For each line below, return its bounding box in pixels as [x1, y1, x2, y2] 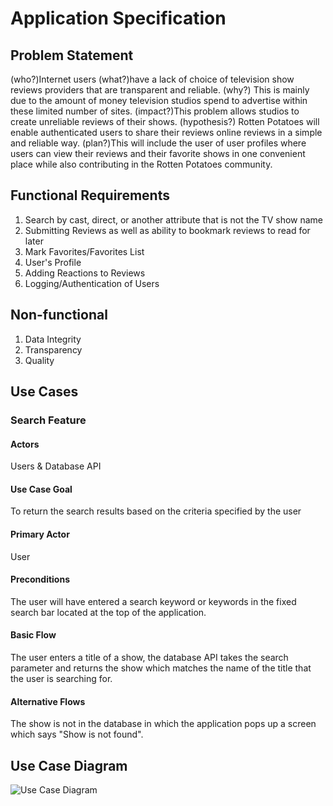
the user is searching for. [10, 672, 113, 684]
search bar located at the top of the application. [10, 606, 207, 618]
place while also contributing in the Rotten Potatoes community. [10, 158, 273, 170]
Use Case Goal [10, 483, 73, 495]
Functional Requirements [10, 187, 170, 204]
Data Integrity [24, 333, 82, 345]
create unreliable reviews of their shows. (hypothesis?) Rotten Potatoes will [10, 116, 320, 127]
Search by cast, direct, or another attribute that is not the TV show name [24, 213, 324, 226]
